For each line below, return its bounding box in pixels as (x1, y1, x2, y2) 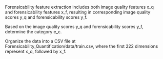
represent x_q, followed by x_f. (5, 48, 67, 54)
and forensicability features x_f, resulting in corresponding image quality (5, 9, 150, 15)
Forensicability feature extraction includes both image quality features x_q (5, 4, 154, 10)
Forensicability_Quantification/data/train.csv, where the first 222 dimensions (5, 44, 158, 49)
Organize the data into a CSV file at (5, 38, 76, 44)
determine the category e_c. (5, 29, 62, 34)
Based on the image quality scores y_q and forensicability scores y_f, (5, 24, 143, 29)
